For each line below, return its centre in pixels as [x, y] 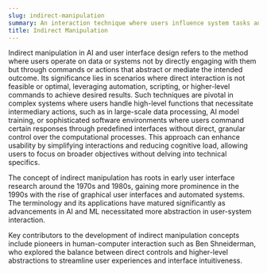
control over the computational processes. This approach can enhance [124, 137]
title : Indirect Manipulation [58, 30]
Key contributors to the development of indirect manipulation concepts [124, 236]
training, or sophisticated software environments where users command [126, 121]
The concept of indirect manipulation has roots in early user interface [122, 178]
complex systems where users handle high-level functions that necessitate [131, 103]
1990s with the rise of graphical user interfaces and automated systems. [126, 194]
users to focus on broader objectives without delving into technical [118, 154]
